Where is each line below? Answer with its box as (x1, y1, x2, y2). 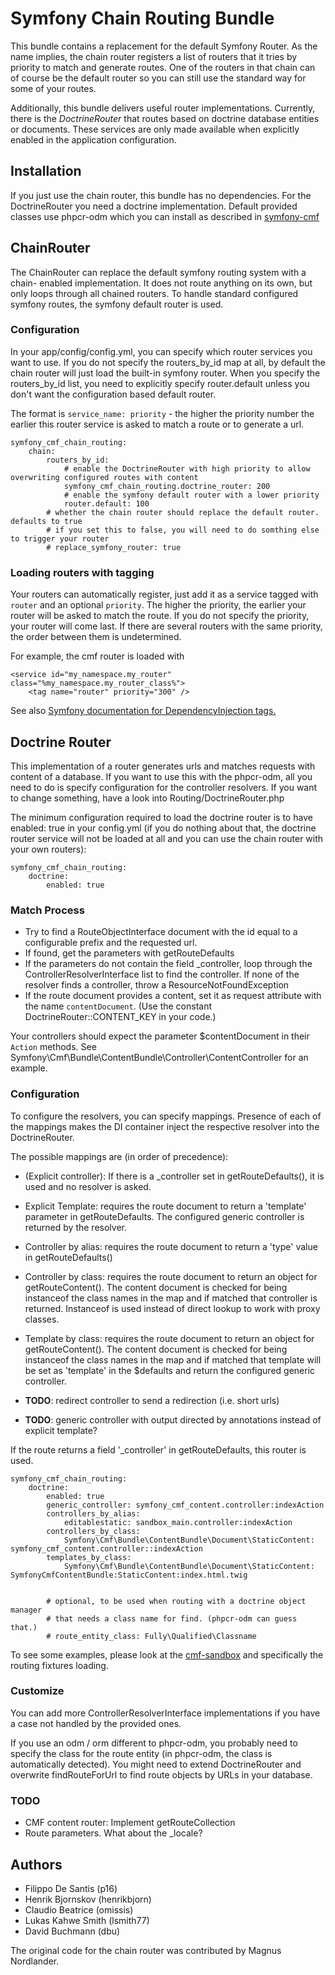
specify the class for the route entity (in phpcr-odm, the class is (10, 1747, 273, 1759)
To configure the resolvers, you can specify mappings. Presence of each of (10, 1110, 322, 1122)
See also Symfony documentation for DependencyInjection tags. (10, 705, 277, 717)
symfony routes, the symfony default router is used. (10, 298, 224, 310)
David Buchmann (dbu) (24, 1925, 121, 1937)
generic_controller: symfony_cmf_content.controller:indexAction (46, 1500, 325, 1510)
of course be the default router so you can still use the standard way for (10, 72, 307, 84)
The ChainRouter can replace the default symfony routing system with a (10, 266, 307, 278)
